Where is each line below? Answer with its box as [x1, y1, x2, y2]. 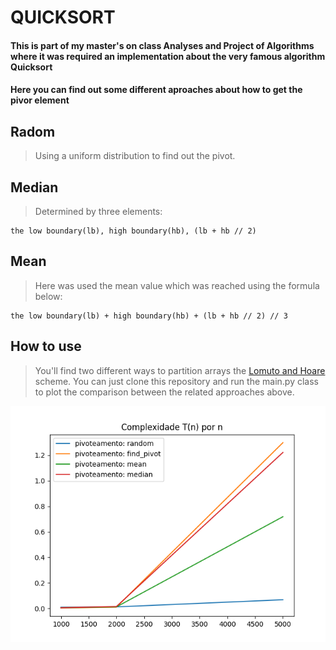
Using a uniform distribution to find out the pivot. [34, 150, 236, 162]
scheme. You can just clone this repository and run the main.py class [34, 375, 319, 387]
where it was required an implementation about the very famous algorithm [10, 50, 326, 62]
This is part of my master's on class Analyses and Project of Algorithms [10, 39, 315, 51]
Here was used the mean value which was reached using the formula [34, 279, 320, 291]
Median [10, 179, 59, 196]
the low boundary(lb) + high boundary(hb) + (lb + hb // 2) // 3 [10, 311, 288, 321]
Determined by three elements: [34, 206, 163, 217]
